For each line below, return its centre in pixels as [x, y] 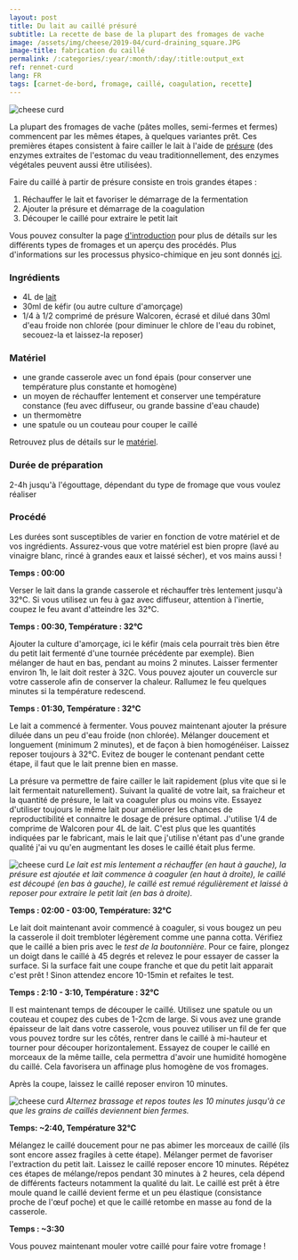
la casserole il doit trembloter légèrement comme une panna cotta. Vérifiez [146, 937]
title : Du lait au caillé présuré [73, 26]
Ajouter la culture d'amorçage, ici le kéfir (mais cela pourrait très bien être [145, 643]
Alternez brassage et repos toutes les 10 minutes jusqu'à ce [176, 1101]
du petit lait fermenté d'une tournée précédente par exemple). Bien [132, 653]
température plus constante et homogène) [100, 387]
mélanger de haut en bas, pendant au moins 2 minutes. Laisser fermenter [144, 662]
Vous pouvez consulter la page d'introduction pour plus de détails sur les [143, 235]
